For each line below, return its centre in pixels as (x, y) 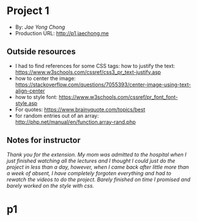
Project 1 (28, 11)
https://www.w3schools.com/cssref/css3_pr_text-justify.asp (88, 72)
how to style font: (36, 97)
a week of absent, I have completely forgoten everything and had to (89, 173)
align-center (30, 91)
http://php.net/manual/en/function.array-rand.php (75, 122)
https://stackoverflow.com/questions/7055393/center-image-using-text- (103, 84)
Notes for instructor (44, 140)
